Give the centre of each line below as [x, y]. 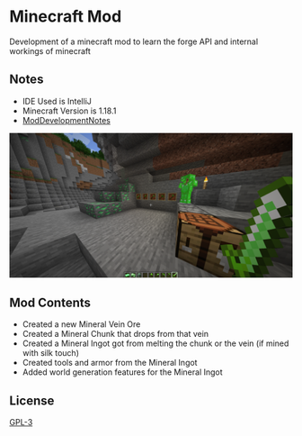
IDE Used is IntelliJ [57, 101]
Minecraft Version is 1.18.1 [69, 111]
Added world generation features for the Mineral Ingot [122, 372]
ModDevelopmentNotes [66, 120]
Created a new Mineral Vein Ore [81, 324]
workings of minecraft [50, 50]
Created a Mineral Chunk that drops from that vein [115, 334]
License [32, 400]
